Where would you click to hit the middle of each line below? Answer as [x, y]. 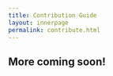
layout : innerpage [38, 23]
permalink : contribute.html [55, 30]
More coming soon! [57, 62]
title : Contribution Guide [53, 15]
